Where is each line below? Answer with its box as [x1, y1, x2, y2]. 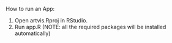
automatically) [14, 30, 51, 37]
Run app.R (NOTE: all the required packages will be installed [14, 24, 166, 30]
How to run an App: [6, 5, 55, 12]
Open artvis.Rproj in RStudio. [14, 17, 88, 24]
